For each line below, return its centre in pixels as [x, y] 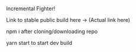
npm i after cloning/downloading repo [52, 31]
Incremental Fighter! [31, 9]
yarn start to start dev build [39, 43]
